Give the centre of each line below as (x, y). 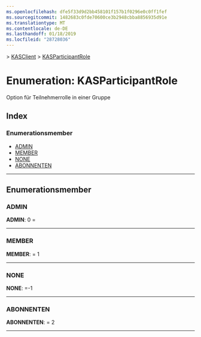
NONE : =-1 (19, 288)
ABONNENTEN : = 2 (31, 322)
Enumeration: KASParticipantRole (92, 81)
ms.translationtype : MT (36, 23)
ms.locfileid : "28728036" (38, 40)
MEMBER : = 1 (23, 254)
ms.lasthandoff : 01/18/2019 (41, 34)
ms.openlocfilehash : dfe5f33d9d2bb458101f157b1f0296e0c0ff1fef (87, 12)
